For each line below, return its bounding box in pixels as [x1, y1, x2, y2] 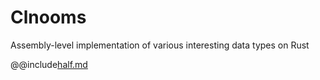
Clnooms [10, 6, 87, 29]
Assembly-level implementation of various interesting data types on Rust [10, 39, 310, 51]
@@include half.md [10, 58, 88, 70]
